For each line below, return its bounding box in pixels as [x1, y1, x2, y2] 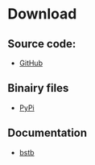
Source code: [7, 37, 76, 51]
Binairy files [7, 81, 69, 95]
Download [7, 5, 77, 23]
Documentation [7, 126, 88, 140]
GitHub [19, 58, 43, 68]
